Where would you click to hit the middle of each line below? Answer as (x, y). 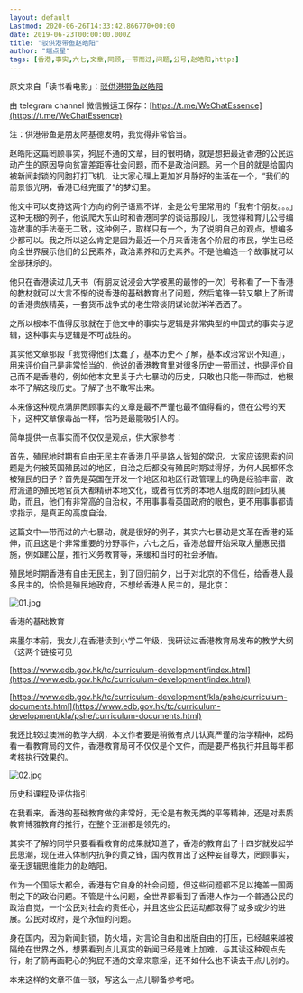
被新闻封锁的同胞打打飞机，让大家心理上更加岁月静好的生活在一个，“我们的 (150, 176)
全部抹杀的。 (33, 263)
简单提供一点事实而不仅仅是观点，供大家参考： (96, 437)
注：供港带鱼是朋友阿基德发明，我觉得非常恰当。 (100, 134)
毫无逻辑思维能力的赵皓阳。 (61, 865)
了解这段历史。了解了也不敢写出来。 (92, 387)
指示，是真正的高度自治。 (64, 513)
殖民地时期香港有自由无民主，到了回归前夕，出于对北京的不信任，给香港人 (147, 574)
